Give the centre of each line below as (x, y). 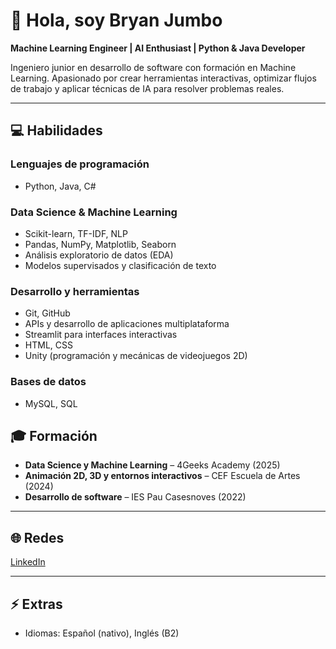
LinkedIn (28, 562)
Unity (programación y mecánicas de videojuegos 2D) (136, 356)
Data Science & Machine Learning (94, 212)
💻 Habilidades (56, 130)
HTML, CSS (48, 345)
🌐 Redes (37, 537)
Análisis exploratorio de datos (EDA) (99, 255)
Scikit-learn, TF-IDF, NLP (76, 233)
